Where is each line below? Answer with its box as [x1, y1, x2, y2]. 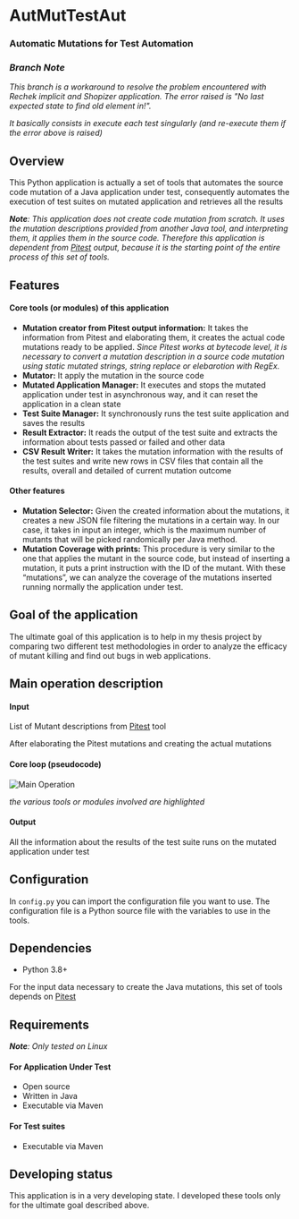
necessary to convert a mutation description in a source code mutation [21, 351, 286, 362]
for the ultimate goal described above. [9, 1200, 150, 1211]
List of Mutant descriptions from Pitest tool [9, 721, 167, 732]
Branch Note [9, 62, 65, 74]
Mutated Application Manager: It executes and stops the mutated [21, 379, 266, 390]
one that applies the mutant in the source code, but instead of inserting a [21, 553, 291, 564]
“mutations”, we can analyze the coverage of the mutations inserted [21, 572, 272, 583]
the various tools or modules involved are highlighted [9, 796, 205, 806]
